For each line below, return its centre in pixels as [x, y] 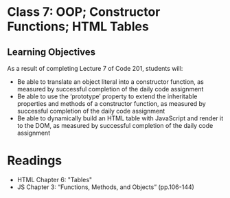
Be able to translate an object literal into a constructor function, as [110, 82]
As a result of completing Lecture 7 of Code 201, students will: [95, 68]
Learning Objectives [51, 52]
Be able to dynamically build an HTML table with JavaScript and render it [120, 118]
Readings [35, 161]
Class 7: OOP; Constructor [84, 12]
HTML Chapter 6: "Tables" [55, 179]
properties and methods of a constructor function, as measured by [111, 103]
